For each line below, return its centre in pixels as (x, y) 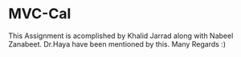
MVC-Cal (40, 14)
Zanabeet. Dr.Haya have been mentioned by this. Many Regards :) (117, 44)
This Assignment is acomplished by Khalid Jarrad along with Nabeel (121, 36)
